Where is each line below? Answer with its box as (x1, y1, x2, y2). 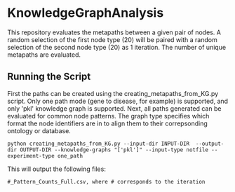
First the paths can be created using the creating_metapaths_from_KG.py (7, 89, 219, 97)
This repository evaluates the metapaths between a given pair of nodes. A (7, 28, 221, 36)
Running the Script (7, 71, 91, 83)
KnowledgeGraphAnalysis (7, 5, 164, 21)
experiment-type (7, 152, 55, 159)
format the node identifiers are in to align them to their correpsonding (7, 119, 208, 128)
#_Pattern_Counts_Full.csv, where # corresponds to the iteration (7, 178, 206, 185)
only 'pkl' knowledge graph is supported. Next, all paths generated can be (7, 104, 222, 113)
